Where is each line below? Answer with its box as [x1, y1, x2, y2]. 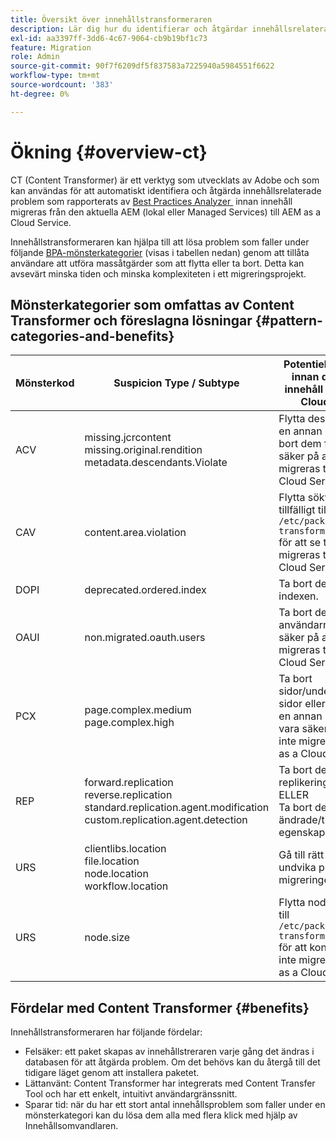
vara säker [278, 722, 328, 736]
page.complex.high [84, 716, 175, 730]
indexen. [278, 589, 319, 603]
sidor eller [278, 697, 326, 711]
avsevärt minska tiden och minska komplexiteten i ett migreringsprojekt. [10, 267, 307, 280]
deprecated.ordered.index [84, 583, 207, 597]
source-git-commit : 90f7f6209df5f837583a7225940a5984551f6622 [10, 61, 275, 71]
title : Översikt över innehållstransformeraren [10, 14, 213, 25]
